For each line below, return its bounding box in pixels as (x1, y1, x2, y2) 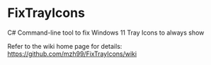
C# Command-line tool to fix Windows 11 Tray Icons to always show (7, 28, 205, 37)
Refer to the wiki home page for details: (7, 42, 122, 50)
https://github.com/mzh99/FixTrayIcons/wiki (7, 49, 137, 58)
